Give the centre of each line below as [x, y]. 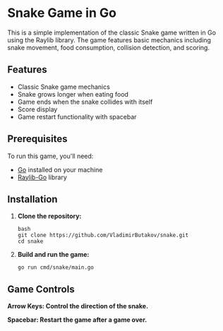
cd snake [30, 241]
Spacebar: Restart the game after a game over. [77, 320]
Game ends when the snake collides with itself [85, 102]
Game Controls [41, 289]
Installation [32, 199]
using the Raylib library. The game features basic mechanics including [109, 40]
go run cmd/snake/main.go [55, 267]
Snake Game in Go [62, 13]
